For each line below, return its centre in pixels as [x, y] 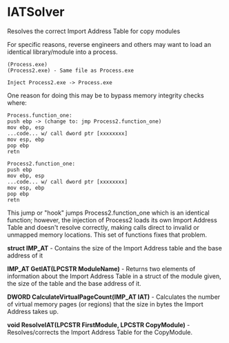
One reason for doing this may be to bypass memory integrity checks [106, 95]
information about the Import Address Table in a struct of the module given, [114, 276]
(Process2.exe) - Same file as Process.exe [71, 70]
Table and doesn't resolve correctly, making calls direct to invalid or [103, 227]
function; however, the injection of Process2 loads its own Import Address [112, 220]
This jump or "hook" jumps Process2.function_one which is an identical [108, 213]
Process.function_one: [40, 115]
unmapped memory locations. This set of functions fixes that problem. [107, 235]
